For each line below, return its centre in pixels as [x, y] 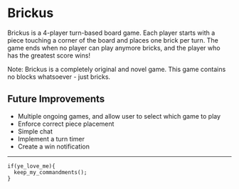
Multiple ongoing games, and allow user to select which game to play [119, 116]
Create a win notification [54, 146]
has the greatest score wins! [49, 55]
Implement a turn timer [51, 139]
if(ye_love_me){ [31, 166]
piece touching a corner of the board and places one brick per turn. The [113, 40]
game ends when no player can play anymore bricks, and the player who [114, 48]
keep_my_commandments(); [51, 172]
